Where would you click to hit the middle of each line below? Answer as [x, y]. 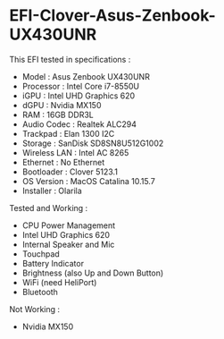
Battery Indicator [53, 263]
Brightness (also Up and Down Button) [93, 273]
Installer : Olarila [52, 191]
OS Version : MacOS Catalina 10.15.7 [89, 181]
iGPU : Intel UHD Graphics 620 [79, 96]
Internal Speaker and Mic [68, 244]
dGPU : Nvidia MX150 [62, 105]
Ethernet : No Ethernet [63, 162]
